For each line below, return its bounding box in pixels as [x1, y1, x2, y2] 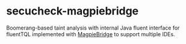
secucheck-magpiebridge [6, 4, 139, 18]
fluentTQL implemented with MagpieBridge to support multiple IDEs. [6, 30, 176, 37]
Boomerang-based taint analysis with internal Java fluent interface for [6, 24, 180, 31]
